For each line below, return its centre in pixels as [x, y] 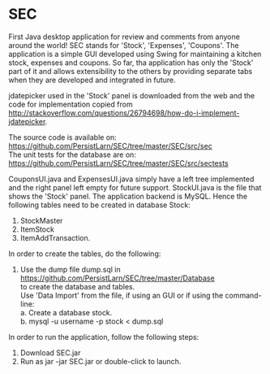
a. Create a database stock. [66, 312]
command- [243, 295]
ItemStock [37, 229]
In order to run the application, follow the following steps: [104, 337]
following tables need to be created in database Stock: [99, 205]
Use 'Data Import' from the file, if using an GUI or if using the [122, 295]
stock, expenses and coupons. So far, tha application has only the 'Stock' [131, 63]
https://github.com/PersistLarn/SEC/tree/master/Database [117, 278]
